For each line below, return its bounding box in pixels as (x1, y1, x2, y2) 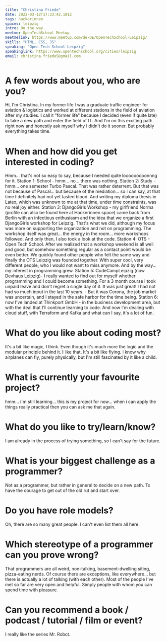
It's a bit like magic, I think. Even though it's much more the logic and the (5, 344, 154, 350)
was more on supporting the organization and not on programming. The (5, 226, 152, 232)
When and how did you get (5, 146, 117, 157)
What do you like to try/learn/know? (5, 421, 156, 433)
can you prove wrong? (5, 550, 99, 561)
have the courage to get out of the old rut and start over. (5, 487, 120, 493)
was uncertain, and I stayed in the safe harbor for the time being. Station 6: (5, 294, 159, 300)
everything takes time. (5, 128, 51, 134)
